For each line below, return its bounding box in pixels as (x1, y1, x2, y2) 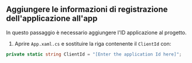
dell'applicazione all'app (6, 14, 98, 24)
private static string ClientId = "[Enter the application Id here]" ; (6, 51, 182, 57)
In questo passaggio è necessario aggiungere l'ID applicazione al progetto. (6, 29, 187, 36)
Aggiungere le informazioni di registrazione (6, 5, 168, 14)
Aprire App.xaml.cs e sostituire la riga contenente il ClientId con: (14, 40, 172, 47)
